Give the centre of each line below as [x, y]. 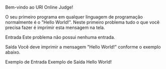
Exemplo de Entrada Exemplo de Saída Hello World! [59, 62]
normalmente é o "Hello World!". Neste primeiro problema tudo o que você [82, 22]
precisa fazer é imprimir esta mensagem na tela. [55, 27]
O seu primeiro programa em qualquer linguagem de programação [74, 17]
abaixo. [13, 52]
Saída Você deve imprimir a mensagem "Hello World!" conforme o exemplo [83, 47]
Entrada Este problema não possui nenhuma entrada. [60, 37]
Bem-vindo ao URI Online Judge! [39, 7]
